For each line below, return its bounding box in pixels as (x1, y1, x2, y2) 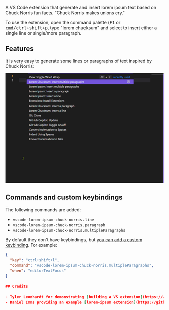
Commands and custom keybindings (5, 193, 123, 201)
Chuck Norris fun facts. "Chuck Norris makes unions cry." (5, 10, 125, 16)
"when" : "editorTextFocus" (10, 268, 66, 273)
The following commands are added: (5, 206, 81, 213)
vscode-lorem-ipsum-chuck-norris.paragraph (12, 223, 106, 228)
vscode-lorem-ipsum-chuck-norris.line (12, 217, 94, 223)
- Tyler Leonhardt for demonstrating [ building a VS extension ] (5, 295, 143, 300)
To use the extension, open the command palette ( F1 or (5, 20, 121, 25)
